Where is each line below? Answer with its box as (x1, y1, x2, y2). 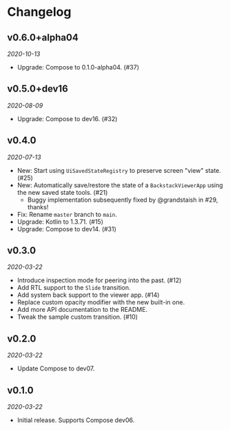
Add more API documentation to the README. (17, 306, 148, 314)
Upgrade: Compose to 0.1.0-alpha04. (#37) (17, 63, 140, 71)
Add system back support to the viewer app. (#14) (17, 291, 160, 299)
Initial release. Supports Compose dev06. (17, 416, 135, 424)
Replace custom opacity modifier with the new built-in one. (17, 298, 185, 306)
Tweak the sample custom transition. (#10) (17, 313, 138, 321)
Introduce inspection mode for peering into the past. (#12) (17, 276, 182, 284)
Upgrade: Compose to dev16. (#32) (17, 114, 118, 123)
